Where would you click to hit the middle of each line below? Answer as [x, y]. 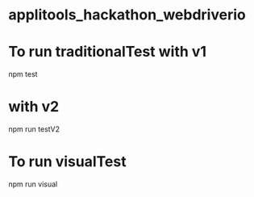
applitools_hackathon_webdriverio [127, 15]
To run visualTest [67, 162]
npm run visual [33, 184]
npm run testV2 [34, 129]
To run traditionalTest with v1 [108, 52]
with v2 [34, 107]
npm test [23, 74]
